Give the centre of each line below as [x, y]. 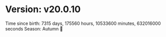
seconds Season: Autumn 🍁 [34, 28]
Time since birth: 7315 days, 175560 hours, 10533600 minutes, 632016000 [83, 23]
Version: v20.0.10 [43, 9]
